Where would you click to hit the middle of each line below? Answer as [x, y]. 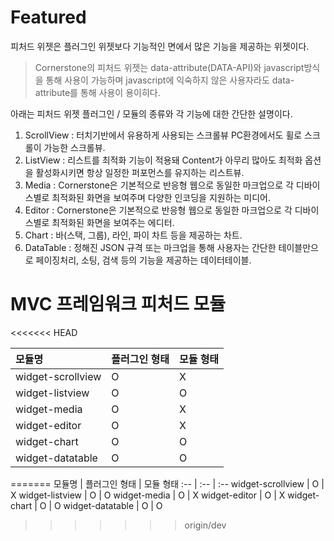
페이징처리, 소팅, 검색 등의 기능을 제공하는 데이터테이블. [143, 260]
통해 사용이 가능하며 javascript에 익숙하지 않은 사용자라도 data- [170, 80]
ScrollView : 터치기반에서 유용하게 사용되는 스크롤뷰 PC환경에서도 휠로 [163, 135]
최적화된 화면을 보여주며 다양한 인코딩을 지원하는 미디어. [161, 197]
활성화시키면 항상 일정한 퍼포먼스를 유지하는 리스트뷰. [140, 172]
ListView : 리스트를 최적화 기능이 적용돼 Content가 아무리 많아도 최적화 [163, 160]
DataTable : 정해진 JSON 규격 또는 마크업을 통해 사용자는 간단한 [150, 247]
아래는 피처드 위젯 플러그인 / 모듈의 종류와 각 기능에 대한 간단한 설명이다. [151, 113]
